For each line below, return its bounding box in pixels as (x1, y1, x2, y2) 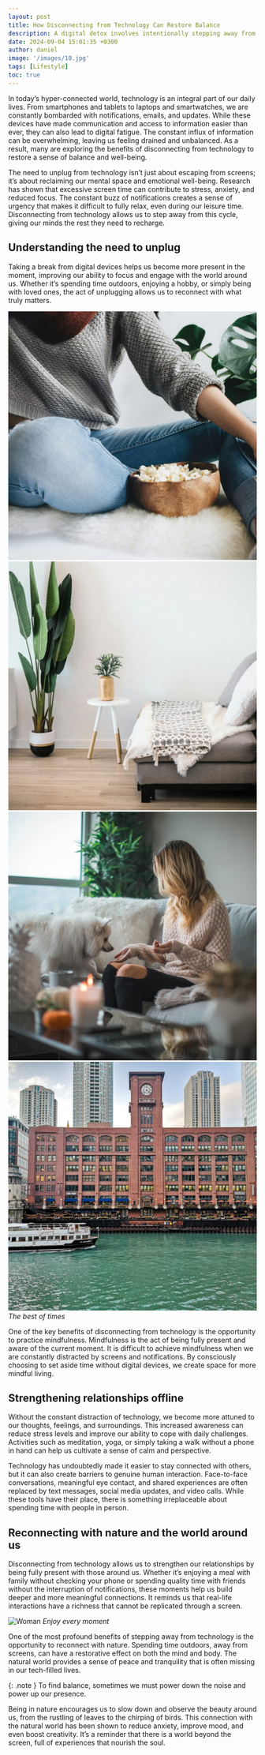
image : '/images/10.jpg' (8, 54, 90, 62)
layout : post (8, 13, 51, 21)
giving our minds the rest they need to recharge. (8, 218, 166, 227)
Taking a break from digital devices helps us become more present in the (8, 261, 246, 272)
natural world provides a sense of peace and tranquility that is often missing (8, 1657, 255, 1667)
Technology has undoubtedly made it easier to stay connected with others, (8, 1461, 252, 1471)
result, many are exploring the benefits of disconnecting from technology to (8, 144, 255, 153)
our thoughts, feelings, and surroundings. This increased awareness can (8, 1421, 244, 1431)
